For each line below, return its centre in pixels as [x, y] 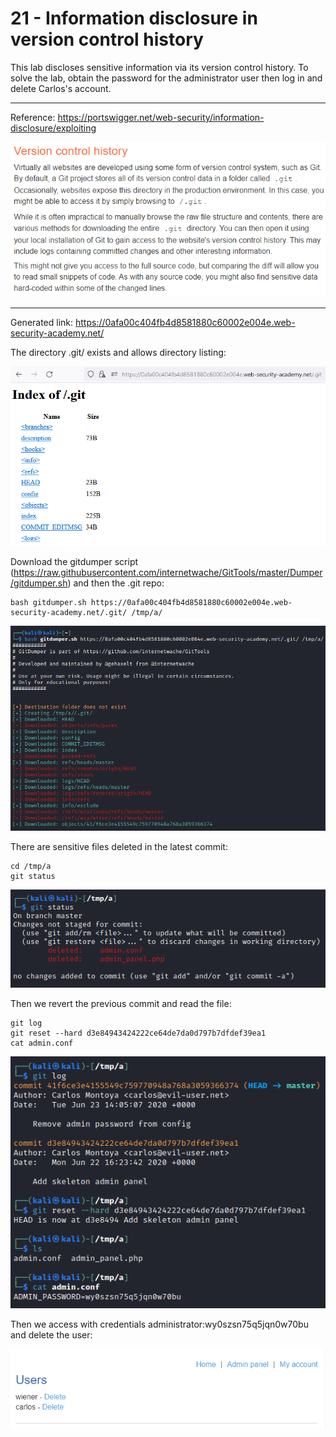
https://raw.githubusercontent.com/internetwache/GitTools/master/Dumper [168, 573]
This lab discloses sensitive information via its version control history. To [159, 67]
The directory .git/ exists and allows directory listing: [118, 353]
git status [33, 877]
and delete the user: [51, 1334]
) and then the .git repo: [116, 583]
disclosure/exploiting [53, 128]
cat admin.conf [42, 1043]
